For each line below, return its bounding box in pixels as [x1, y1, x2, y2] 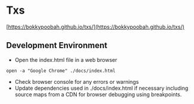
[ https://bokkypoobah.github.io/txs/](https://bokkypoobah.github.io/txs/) [6, 23, 184, 30]
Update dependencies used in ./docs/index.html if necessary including [14, 84, 189, 92]
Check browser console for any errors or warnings [14, 78, 139, 85]
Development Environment [6, 40, 108, 51]
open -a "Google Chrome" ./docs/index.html [6, 68, 116, 74]
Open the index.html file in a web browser [14, 56, 117, 63]
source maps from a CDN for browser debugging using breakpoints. [14, 90, 182, 98]
